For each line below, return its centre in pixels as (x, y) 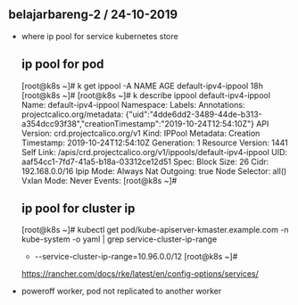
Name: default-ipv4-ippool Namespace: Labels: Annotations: (133, 104)
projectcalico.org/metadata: (72, 114)
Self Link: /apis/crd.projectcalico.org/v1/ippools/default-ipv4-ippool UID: (154, 152)
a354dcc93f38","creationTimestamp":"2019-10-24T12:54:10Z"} (138, 123)
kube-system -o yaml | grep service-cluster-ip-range (119, 239)
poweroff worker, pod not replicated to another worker (121, 291)
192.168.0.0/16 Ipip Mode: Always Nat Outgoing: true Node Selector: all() (154, 171)
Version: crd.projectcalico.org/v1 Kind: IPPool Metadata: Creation (141, 133)
